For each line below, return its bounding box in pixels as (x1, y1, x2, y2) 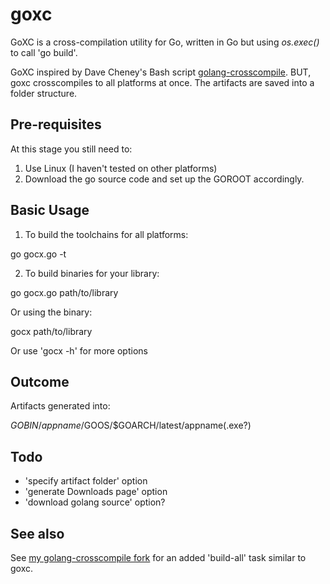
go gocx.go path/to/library (10, 286, 119, 298)
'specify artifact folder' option (24, 475, 148, 487)
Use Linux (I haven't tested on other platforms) (24, 162, 218, 174)
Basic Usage (10, 202, 90, 219)
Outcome (10, 373, 70, 390)
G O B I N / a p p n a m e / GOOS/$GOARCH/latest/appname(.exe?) (10, 419, 252, 432)
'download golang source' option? (24, 496, 166, 508)
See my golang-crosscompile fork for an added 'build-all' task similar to (10, 552, 307, 563)
